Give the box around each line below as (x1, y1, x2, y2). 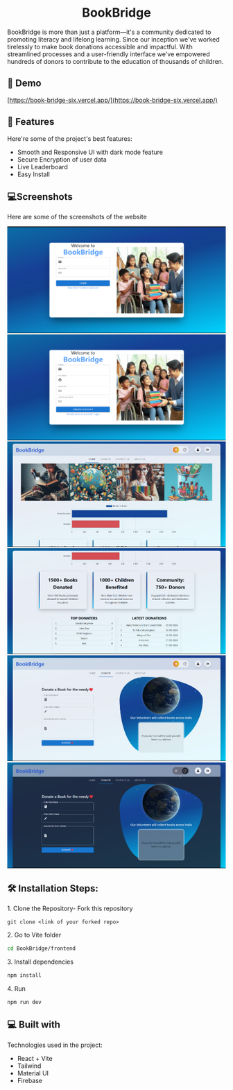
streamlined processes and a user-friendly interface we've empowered (7, 50, 210, 58)
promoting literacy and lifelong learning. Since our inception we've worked (7, 35, 220, 43)
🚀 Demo (7, 78, 42, 90)
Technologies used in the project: (7, 1041, 103, 1049)
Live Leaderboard (17, 162, 68, 171)
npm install (7, 972, 42, 979)
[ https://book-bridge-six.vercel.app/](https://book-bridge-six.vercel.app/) (7, 96, 218, 104)
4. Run (7, 985, 26, 993)
